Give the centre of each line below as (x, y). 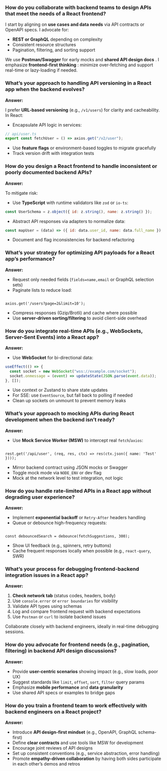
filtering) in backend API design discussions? (61, 651)
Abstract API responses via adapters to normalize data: (69, 221)
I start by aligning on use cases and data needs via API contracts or (75, 24)
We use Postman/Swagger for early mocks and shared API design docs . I (82, 60)
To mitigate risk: (22, 193)
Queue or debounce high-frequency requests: (59, 523)
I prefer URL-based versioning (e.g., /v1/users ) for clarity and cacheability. (83, 110)
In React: (14, 115)
